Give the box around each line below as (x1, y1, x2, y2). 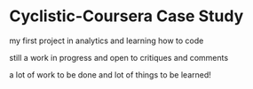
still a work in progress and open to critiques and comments (9, 52, 229, 63)
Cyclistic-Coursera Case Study (9, 6, 244, 26)
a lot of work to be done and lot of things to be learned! (9, 69, 211, 80)
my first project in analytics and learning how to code (9, 35, 204, 46)
